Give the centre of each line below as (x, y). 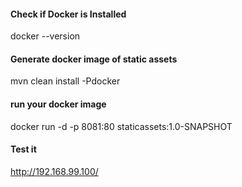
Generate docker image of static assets (94, 59)
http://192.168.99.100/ (54, 171)
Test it (23, 149)
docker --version (45, 36)
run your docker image (58, 104)
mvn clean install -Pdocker (65, 81)
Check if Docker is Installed (68, 14)
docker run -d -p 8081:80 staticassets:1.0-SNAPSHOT (121, 126)
